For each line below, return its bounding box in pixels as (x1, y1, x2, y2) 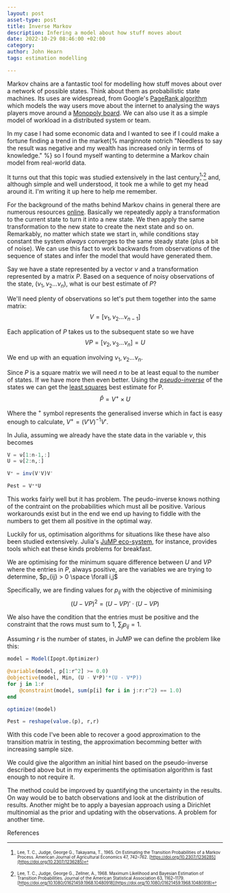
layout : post (7, 10, 44, 17)
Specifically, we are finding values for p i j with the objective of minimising (7, 586, 212, 596)
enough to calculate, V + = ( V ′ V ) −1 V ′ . (7, 416, 109, 426)
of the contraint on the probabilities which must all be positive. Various (7, 502, 206, 511)
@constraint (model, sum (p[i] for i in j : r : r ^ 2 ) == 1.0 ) (19, 687, 183, 694)
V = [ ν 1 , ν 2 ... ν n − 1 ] (89, 313, 141, 323)
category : (7, 42, 36, 49)
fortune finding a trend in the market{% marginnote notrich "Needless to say (7, 137, 222, 145)
